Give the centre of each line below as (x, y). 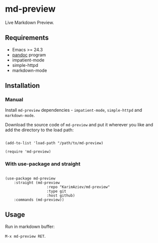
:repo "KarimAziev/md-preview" (78, 187)
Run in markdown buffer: (30, 226)
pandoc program (29, 55)
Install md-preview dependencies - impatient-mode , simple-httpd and (74, 110)
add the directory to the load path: (39, 130)
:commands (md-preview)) (39, 200)
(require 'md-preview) (28, 152)
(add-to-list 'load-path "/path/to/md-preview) (54, 143)
